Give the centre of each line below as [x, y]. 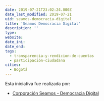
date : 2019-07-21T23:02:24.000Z [38, 10]
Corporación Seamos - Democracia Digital [55, 93]
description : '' [22, 28]
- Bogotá [19, 70]
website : [14, 38]
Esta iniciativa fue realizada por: [38, 84]
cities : [13, 65]
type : [11, 33]
